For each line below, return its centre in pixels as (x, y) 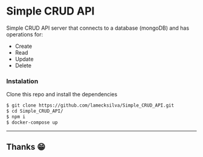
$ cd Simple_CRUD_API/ (35, 111)
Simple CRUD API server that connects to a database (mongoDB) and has (98, 28)
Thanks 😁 (26, 147)
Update (24, 59)
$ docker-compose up (32, 122)
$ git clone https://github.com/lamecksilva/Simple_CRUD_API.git (90, 105)
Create (23, 46)
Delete (23, 65)
